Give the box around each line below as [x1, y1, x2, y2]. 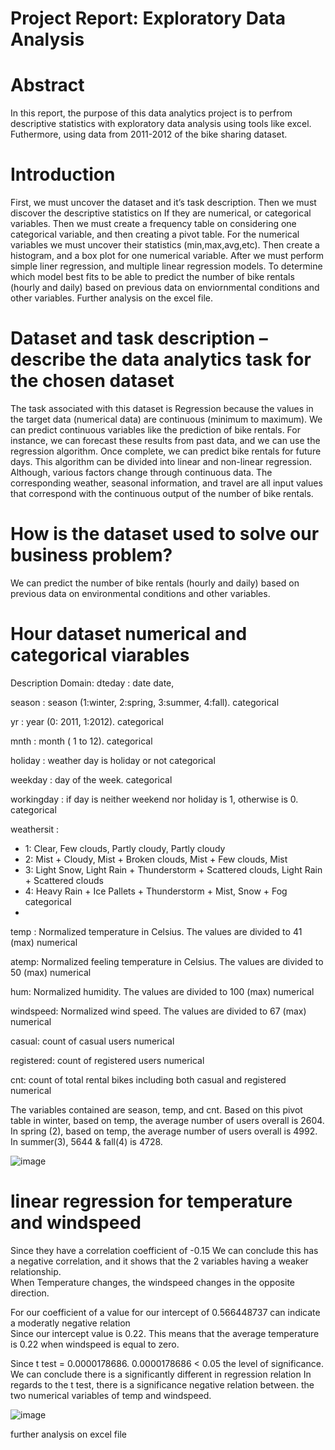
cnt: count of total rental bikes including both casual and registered [10, 1073, 287, 1086]
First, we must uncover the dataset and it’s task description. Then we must [10, 197, 317, 209]
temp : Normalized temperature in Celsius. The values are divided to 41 [10, 925, 303, 937]
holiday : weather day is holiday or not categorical [10, 754, 216, 766]
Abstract [10, 74, 85, 97]
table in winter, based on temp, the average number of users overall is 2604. [10, 1114, 325, 1126]
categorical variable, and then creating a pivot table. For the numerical [10, 228, 300, 241]
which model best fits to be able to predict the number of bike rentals [10, 271, 295, 283]
